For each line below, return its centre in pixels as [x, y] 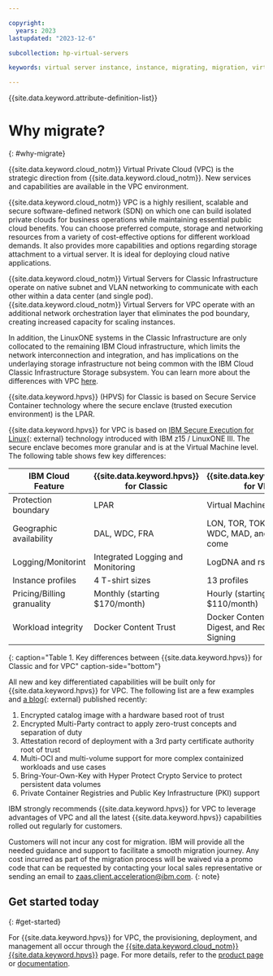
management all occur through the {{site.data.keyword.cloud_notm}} [123, 946]
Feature [49, 486]
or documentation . [39, 963]
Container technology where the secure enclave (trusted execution [121, 406]
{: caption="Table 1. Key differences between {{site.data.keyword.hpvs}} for [135, 657]
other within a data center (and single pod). [81, 296]
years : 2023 [36, 31]
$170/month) [119, 604]
